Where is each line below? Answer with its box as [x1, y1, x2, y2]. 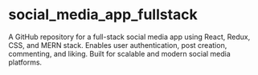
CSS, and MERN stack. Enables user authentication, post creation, [8, 40, 227, 49]
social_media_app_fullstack [8, 6, 199, 24]
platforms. [8, 57, 43, 67]
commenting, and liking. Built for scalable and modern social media [8, 49, 231, 58]
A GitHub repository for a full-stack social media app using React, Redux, [8, 32, 251, 41]
